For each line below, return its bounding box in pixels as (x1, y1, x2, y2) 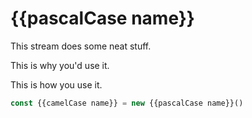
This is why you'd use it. (10, 59, 110, 71)
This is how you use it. (10, 78, 103, 91)
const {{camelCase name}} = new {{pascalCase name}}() (10, 98, 244, 108)
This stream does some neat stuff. (10, 40, 152, 52)
